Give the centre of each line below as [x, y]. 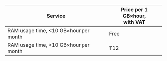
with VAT [134, 22]
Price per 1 [134, 10]
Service [56, 16]
